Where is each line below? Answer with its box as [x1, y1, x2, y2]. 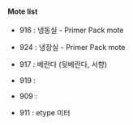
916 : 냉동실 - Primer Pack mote [19, 25, 124, 35]
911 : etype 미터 [19, 108, 71, 118]
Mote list [7, 6, 38, 16]
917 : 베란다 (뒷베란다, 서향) [19, 60, 108, 69]
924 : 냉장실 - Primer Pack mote [19, 43, 126, 52]
